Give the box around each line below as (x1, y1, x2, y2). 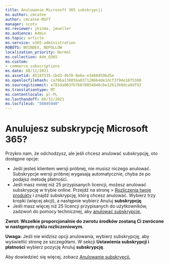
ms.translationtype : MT (5, 87, 56, 92)
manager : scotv (5, 21, 37, 27)
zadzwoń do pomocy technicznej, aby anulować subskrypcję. (12, 208, 142, 215)
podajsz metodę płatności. (12, 176, 68, 182)
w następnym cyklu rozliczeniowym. (5, 224, 84, 230)
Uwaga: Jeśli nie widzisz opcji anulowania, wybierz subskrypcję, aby (5, 233, 150, 240)
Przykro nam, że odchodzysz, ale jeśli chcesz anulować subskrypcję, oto (5, 150, 158, 156)
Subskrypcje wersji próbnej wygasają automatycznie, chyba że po (12, 171, 151, 177)
